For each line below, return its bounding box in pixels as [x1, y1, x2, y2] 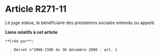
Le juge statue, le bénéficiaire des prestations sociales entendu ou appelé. [5, 20, 156, 26]
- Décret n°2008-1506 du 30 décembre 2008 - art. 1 [9, 47, 118, 52]
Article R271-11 [5, 3, 67, 15]
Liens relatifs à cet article [5, 29, 58, 35]
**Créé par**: [5, 38, 34, 44]
